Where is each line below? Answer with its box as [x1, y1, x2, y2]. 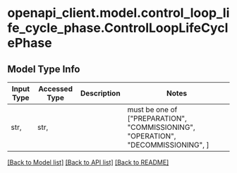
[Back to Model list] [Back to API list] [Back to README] [7, 158, 169, 167]
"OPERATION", [127, 131, 176, 141]
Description [80, 88, 121, 98]
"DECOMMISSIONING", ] [127, 140, 209, 150]
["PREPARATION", [127, 114, 187, 123]
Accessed [38, 84, 73, 93]
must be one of [127, 105, 178, 114]
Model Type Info [7, 63, 80, 75]
